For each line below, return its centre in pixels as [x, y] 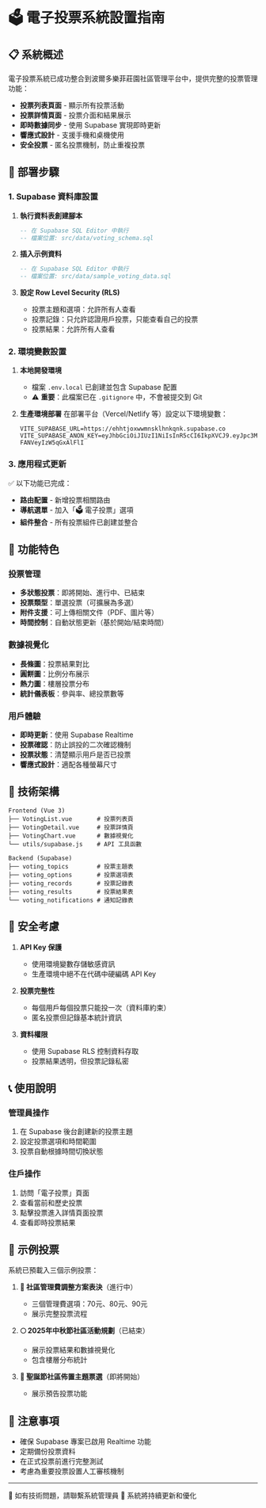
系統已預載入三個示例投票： [53, 1270]
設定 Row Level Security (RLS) [70, 292]
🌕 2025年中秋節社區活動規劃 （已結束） [85, 1330]
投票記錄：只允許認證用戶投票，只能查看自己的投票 [115, 319]
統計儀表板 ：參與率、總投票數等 [72, 693]
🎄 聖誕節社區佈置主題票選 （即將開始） [82, 1376]
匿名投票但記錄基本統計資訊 [77, 1017]
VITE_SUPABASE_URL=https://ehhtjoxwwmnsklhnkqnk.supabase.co [123, 429]
